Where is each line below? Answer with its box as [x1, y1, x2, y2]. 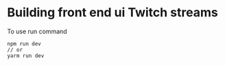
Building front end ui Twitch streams [7, 5, 218, 20]
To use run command [7, 27, 67, 35]
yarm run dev [7, 52, 45, 59]
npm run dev [7, 40, 41, 47]
